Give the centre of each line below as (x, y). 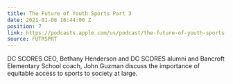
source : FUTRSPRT (32, 39)
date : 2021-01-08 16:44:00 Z (49, 20)
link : (15, 33)
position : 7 (24, 26)
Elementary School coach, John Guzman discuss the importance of (104, 66)
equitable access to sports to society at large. (72, 74)
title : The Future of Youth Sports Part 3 (69, 13)
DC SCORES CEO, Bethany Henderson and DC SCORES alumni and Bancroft (116, 59)
